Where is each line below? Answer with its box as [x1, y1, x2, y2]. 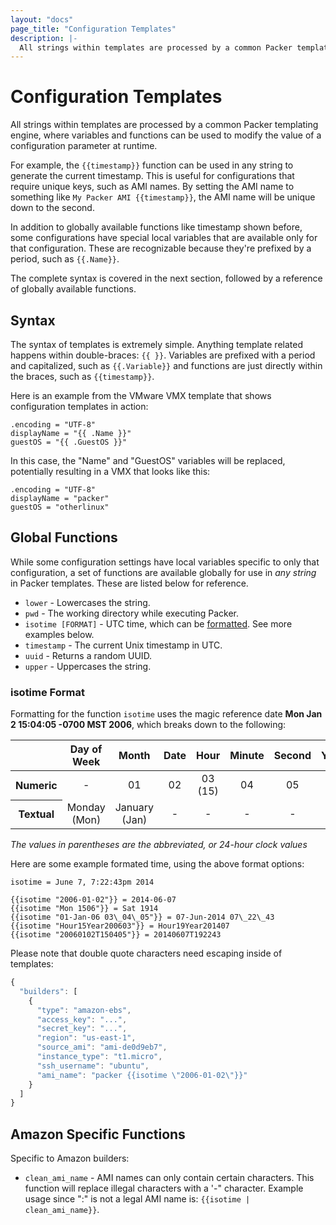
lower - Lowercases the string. [24, 596, 151, 608]
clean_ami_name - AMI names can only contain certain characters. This [24, 1172, 315, 1184]
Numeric [15, 778, 58, 792]
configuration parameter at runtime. [10, 140, 158, 152]
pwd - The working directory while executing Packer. [24, 607, 240, 619]
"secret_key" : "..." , [36, 1024, 128, 1034]
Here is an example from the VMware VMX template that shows [10, 390, 272, 401]
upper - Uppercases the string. [24, 660, 152, 672]
